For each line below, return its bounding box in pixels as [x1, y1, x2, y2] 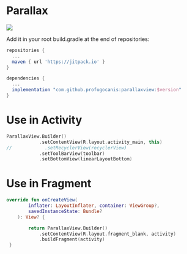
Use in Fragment [6, 177, 92, 190]
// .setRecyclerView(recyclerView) [6, 144, 127, 151]
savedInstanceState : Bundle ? [28, 208, 103, 214]
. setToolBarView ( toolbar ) [38, 151, 105, 157]
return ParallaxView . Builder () [28, 225, 108, 231]
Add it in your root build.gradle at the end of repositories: [6, 35, 150, 43]
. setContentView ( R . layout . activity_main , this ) [38, 139, 163, 145]
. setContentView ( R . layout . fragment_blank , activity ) [38, 231, 176, 237]
